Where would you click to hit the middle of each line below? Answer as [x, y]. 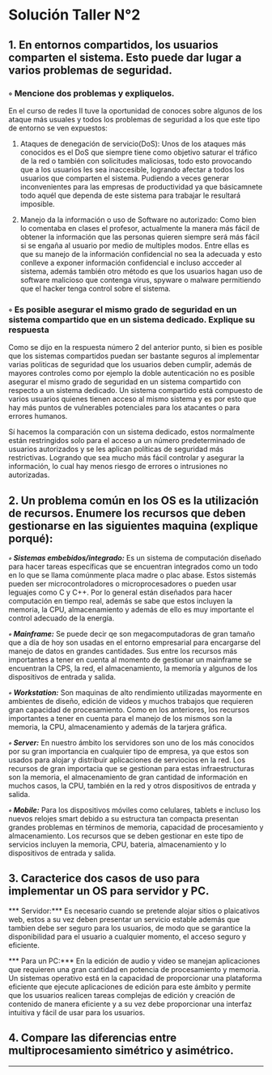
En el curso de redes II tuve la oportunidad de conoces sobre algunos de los [136, 110]
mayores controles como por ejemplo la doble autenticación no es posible [132, 373]
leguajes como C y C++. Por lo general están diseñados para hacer [121, 592]
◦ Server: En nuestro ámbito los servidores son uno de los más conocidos [132, 742]
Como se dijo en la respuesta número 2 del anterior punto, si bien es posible [136, 348]
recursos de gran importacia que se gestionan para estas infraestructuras [132, 768]
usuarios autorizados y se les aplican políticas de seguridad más [116, 449]
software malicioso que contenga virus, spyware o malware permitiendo [140, 279]
